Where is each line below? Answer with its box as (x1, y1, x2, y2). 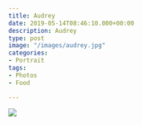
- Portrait (8, 57, 45, 65)
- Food (8, 79, 30, 87)
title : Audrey (8, 11, 56, 20)
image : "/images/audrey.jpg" (8, 42, 106, 50)
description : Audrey (8, 26, 78, 34)
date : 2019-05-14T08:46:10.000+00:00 (8, 19, 135, 27)
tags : (8, 64, 26, 72)
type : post (8, 34, 45, 42)
